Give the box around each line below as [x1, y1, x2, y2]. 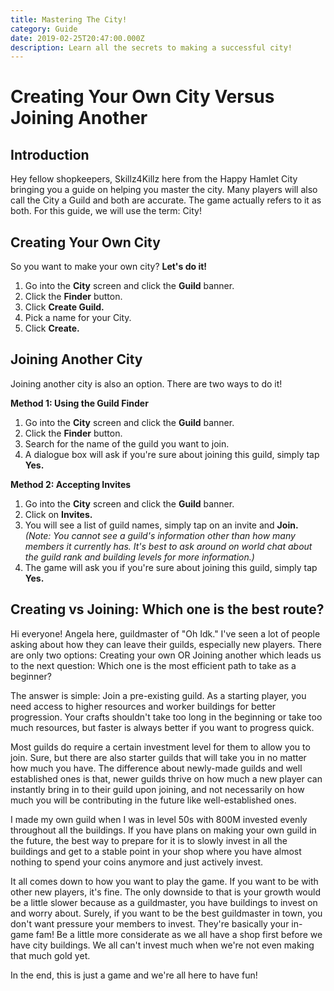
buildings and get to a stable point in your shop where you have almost [10, 845, 302, 857]
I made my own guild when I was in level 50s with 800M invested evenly [10, 813, 308, 825]
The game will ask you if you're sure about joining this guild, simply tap [24, 561, 318, 573]
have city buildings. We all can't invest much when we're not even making [10, 939, 315, 951]
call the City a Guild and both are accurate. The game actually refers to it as [10, 194, 322, 206]
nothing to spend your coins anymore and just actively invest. [10, 856, 264, 868]
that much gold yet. [10, 949, 91, 961]
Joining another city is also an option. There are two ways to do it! [10, 377, 283, 390]
